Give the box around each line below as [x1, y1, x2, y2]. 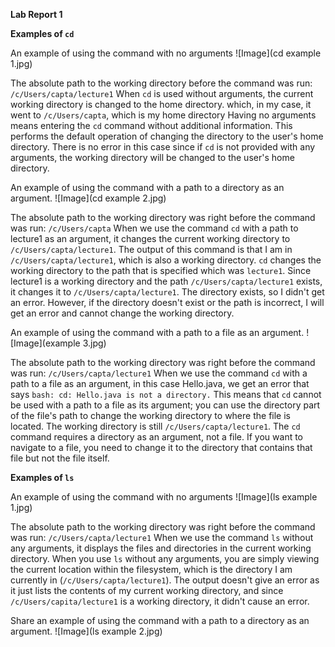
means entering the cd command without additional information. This [10, 120, 293, 131]
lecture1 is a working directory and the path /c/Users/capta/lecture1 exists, [10, 275, 323, 287]
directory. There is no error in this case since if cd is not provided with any [10, 141, 316, 153]
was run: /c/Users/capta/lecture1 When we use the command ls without [10, 532, 314, 543]
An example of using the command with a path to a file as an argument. [10, 327, 305, 338]
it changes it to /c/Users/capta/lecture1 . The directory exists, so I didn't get [10, 286, 325, 298]
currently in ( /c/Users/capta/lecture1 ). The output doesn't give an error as [10, 574, 320, 586]
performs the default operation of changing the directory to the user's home [10, 130, 324, 142]
